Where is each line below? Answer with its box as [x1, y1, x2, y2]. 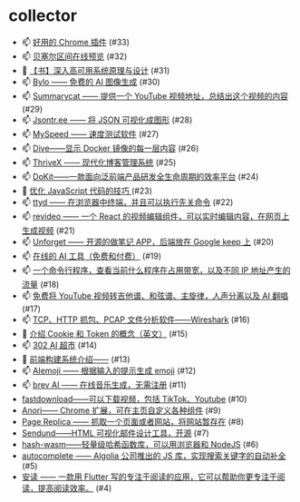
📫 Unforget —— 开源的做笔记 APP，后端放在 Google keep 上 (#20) [21, 236, 275, 247]
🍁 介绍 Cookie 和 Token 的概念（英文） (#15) [21, 328, 189, 339]
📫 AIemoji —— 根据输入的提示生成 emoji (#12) [21, 365, 197, 376]
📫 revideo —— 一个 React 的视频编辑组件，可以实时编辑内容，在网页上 [21, 211, 290, 221]
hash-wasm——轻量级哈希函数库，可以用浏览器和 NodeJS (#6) [21, 438, 259, 449]
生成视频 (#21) [21, 224, 76, 236]
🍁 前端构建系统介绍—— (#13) [21, 353, 131, 364]
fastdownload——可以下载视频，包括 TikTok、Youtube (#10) [21, 393, 247, 404]
